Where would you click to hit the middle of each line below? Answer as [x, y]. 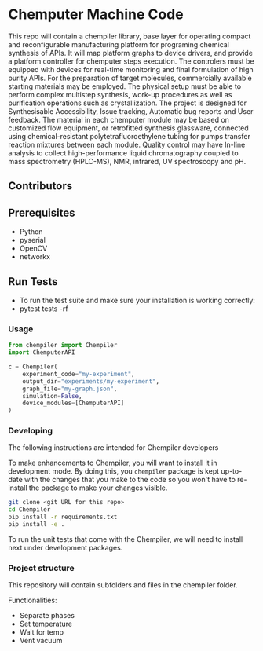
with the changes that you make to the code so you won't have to [130, 480]
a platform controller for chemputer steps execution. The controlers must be [131, 61]
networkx [35, 257]
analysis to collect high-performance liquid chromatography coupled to [123, 153]
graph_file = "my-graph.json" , [70, 389]
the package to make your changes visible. [98, 488]
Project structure [41, 568]
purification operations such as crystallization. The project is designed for [128, 103]
